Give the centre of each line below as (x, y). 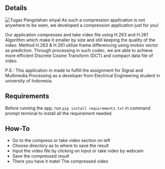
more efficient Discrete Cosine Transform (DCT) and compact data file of (79, 56)
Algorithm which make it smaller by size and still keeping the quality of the (80, 40)
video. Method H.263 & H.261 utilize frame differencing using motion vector (82, 45)
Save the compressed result (41, 156)
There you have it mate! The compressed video (60, 161)
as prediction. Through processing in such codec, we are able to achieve (79, 50)
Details (16, 8)
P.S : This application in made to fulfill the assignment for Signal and (74, 70)
